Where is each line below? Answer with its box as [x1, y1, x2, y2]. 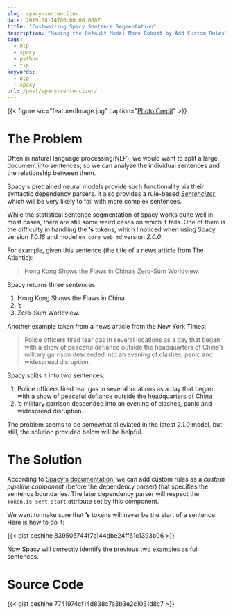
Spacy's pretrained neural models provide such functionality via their [7, 182, 205, 191]
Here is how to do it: [7, 518, 64, 526]
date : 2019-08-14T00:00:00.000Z [7, 17, 101, 24]
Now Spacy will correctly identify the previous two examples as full [7, 545, 199, 553]
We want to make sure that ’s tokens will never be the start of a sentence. [7, 511, 217, 518]
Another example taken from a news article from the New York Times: [7, 322, 207, 331]
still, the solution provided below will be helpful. [7, 428, 144, 436]
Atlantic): [7, 254, 33, 262]
